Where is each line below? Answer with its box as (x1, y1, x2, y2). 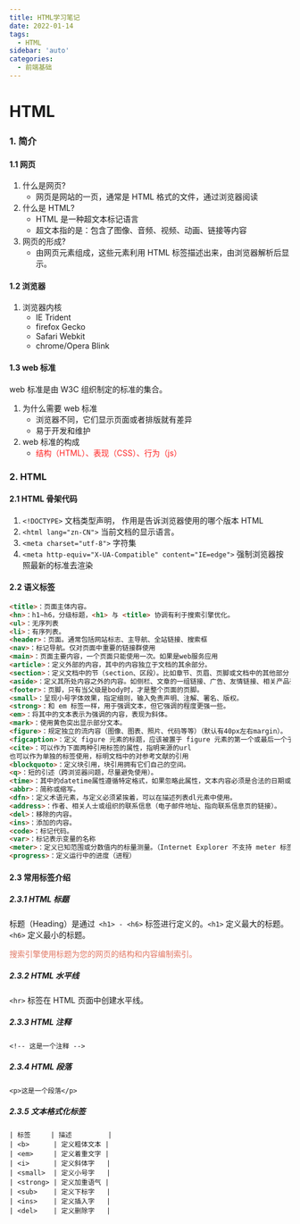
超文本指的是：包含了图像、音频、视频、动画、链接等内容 (35, 225, 247, 236)
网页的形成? (21, 236, 66, 247)
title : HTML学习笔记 (9, 13, 80, 22)
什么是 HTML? (21, 203, 75, 214)
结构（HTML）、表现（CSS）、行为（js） (35, 448, 182, 458)
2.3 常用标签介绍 (9, 872, 71, 883)
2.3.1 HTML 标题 (9, 894, 70, 905)
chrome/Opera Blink (35, 340, 110, 351)
